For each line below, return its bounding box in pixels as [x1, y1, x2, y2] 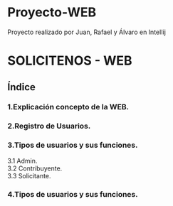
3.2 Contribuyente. [7, 164, 63, 173]
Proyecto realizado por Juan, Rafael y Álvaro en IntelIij [7, 28, 166, 36]
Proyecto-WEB [7, 4, 97, 21]
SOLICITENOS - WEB [7, 53, 133, 69]
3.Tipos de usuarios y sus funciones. [7, 140, 138, 150]
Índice [7, 81, 36, 93]
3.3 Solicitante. [7, 171, 51, 180]
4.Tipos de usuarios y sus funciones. [7, 189, 138, 199]
